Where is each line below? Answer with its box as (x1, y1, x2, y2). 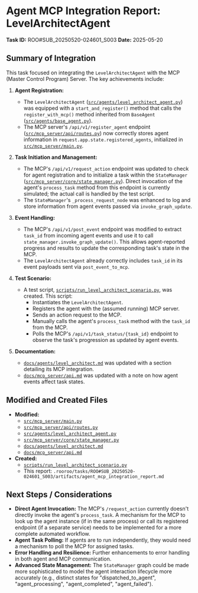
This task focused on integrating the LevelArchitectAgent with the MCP (6, 69, 180, 76)
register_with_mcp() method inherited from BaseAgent (23, 110, 155, 118)
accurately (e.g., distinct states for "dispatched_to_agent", (14, 574, 157, 581)
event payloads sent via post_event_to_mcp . (23, 263, 130, 270)
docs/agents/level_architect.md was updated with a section (23, 359, 171, 366)
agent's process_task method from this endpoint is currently (23, 184, 170, 191)
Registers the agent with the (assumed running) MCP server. (32, 305, 180, 312)
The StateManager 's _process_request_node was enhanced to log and (23, 196, 191, 203)
